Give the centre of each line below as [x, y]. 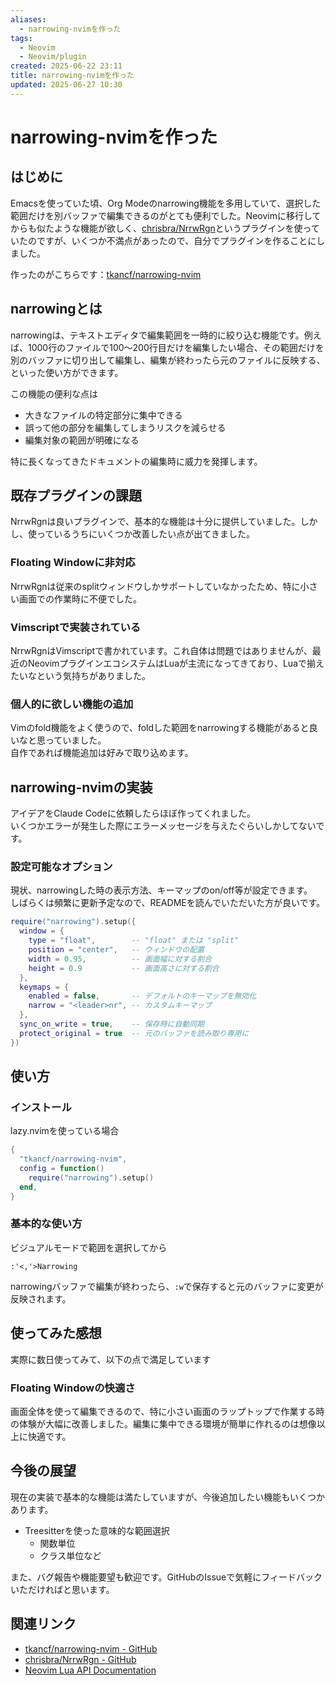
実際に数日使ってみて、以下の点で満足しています [111, 1359]
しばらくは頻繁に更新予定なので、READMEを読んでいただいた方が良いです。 [168, 903]
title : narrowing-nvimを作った [72, 76]
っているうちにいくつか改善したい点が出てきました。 [145, 534]
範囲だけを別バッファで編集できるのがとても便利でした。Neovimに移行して [166, 215]
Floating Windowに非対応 [73, 563]
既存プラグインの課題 [76, 495]
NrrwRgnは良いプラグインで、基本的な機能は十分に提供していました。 [155, 522]
